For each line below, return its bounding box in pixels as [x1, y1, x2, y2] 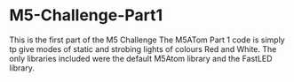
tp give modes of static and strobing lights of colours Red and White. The [9, 43, 277, 54]
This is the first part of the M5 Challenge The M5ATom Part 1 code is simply [9, 34, 286, 45]
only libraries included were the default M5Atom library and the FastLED [9, 53, 273, 63]
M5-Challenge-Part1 [9, 5, 163, 26]
